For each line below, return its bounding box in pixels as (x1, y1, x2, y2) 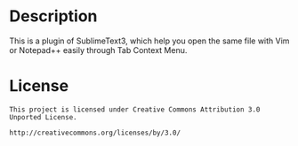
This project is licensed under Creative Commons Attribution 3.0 (9, 104, 261, 114)
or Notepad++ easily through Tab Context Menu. (9, 44, 188, 55)
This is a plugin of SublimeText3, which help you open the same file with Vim (9, 35, 290, 46)
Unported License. (9, 112, 77, 121)
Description (9, 6, 98, 27)
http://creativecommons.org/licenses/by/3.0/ (9, 128, 181, 137)
